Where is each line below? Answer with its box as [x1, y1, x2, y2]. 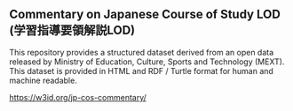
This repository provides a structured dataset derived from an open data [9, 47, 274, 57]
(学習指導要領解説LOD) [9, 23, 136, 38]
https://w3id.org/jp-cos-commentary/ [9, 92, 146, 102]
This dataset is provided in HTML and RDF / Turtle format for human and [9, 65, 273, 76]
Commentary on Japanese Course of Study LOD [9, 7, 281, 22]
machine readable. [9, 75, 77, 85]
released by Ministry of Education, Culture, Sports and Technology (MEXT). [9, 56, 285, 67]
